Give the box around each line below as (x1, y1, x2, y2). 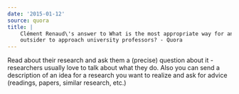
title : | (7, 23, 33, 30)
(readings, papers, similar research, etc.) (7, 78, 127, 87)
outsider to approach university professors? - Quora (20, 37, 183, 44)
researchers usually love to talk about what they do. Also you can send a (7, 64, 221, 72)
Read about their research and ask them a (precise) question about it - (7, 56, 213, 64)
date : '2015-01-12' (7, 10, 65, 18)
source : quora (7, 17, 50, 24)
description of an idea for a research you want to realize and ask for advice (7, 71, 228, 80)
